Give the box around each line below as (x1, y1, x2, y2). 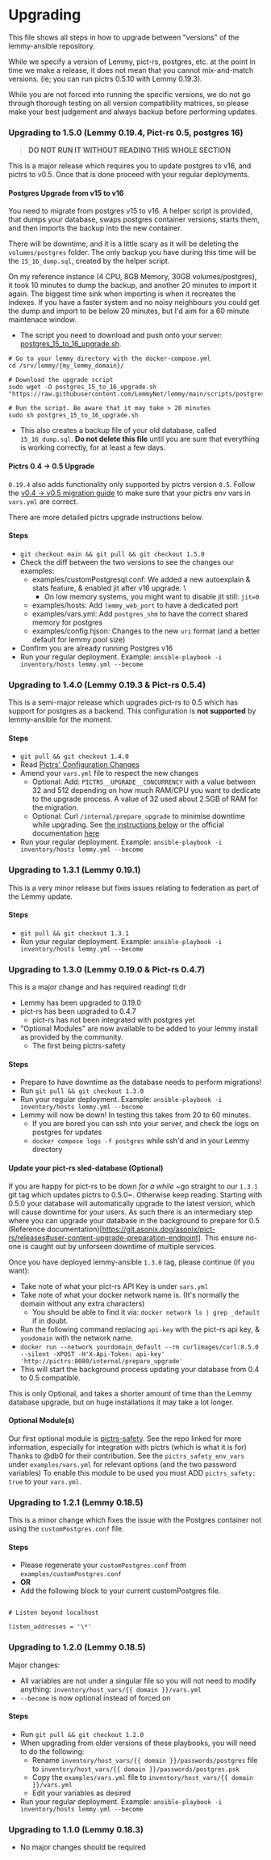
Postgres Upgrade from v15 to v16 (8, 188, 124, 197)
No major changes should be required (19, 1842, 147, 1852)
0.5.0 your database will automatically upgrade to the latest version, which (8, 1198, 256, 1208)
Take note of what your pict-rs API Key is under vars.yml (19, 1281, 209, 1291)
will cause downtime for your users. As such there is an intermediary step (8, 1207, 253, 1217)
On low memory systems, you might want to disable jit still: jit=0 (44, 591, 260, 601)
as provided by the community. (19, 1032, 123, 1042)
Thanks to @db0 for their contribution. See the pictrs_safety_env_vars (8, 1451, 244, 1460)
